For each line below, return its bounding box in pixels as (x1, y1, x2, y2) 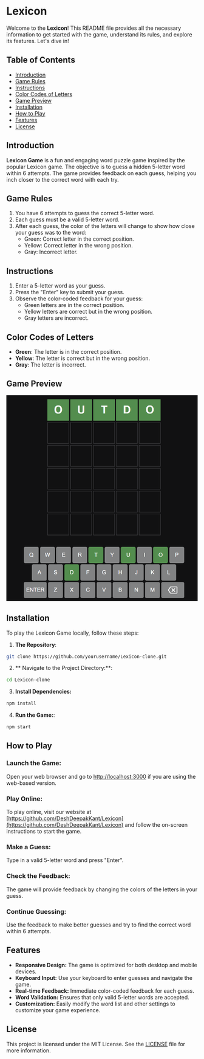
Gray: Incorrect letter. (24, 248, 78, 256)
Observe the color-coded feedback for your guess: (15, 295, 143, 302)
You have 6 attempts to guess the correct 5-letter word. (15, 210, 155, 217)
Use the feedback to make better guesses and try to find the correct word (6, 921, 191, 928)
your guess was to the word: (15, 229, 87, 236)
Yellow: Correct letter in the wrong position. (24, 242, 133, 249)
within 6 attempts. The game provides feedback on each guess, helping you (6, 169, 197, 177)
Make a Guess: (6, 843, 51, 851)
